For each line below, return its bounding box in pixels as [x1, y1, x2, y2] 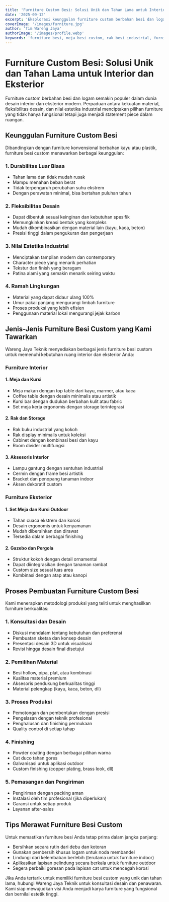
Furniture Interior [5, 364, 48, 371]
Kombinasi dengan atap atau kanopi [12, 572, 87, 578]
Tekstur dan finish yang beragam [12, 265, 81, 271]
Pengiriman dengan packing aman [12, 790, 84, 796]
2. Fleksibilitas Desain [5, 202, 60, 210]
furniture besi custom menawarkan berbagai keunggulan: [5, 150, 124, 156]
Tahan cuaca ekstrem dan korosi [12, 517, 80, 524]
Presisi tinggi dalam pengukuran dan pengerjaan [12, 230, 113, 236]
